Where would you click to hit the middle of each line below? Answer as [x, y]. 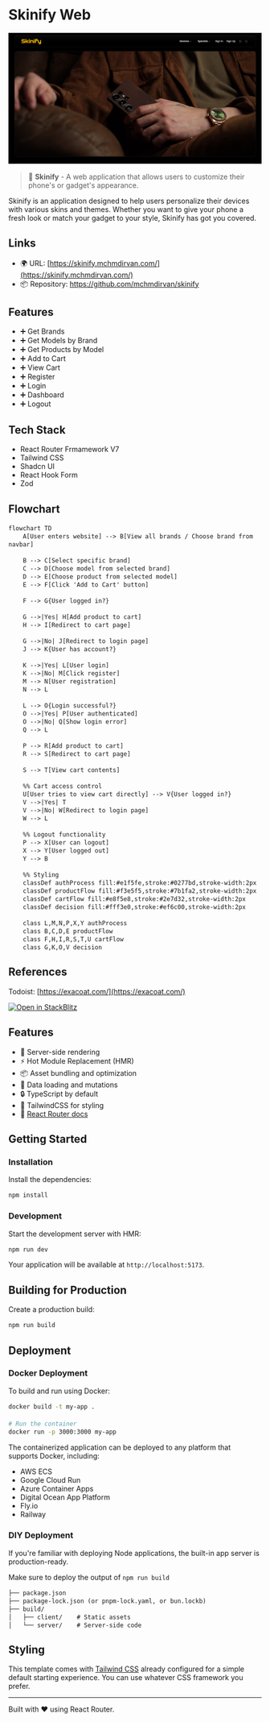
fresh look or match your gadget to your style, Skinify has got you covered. [133, 218]
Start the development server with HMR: [75, 1234]
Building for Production [67, 1290]
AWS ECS [36, 1471]
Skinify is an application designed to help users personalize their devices [129, 201]
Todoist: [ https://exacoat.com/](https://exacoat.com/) [97, 991]
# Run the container [43, 1424]
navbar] [21, 545]
